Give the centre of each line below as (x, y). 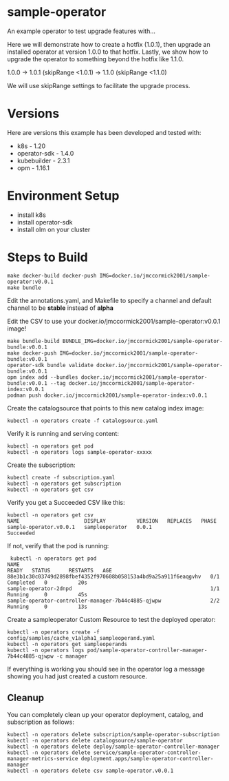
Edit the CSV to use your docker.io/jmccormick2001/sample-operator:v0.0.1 (114, 321)
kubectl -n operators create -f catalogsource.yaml (83, 421)
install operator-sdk (45, 222)
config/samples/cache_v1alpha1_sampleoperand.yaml (81, 638)
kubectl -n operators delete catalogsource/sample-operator (95, 740)
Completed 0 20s (47, 583)
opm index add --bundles (43, 377)
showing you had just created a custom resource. (77, 676)
